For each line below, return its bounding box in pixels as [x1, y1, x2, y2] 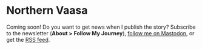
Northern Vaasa [6, 4, 88, 17]
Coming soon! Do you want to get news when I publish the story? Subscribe [6, 23, 196, 30]
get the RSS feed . [6, 36, 50, 43]
